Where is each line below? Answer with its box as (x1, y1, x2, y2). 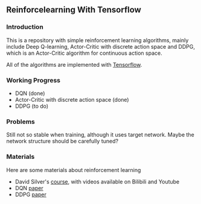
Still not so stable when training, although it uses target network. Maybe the (6, 131, 194, 138)
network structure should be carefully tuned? (6, 138, 119, 145)
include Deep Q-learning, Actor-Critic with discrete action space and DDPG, (6, 43, 195, 50)
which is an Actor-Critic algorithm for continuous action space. (6, 49, 162, 57)
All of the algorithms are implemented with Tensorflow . (6, 61, 142, 68)
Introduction (6, 23, 43, 31)
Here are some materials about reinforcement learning (6, 166, 141, 173)
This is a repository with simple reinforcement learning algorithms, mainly (6, 36, 189, 44)
